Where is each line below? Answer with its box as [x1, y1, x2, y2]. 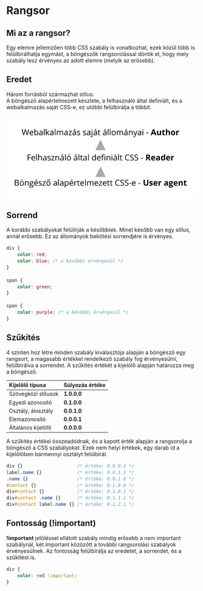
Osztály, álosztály [9, 407, 53, 414]
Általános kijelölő [9, 424, 52, 431]
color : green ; [17, 284, 53, 290]
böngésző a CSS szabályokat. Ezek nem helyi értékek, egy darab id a [6, 444, 180, 451]
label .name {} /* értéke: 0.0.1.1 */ [6, 469, 135, 476]
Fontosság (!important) [6, 518, 96, 528]
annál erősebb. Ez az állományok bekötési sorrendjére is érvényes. [6, 233, 174, 240]
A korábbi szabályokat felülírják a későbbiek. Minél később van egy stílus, [6, 226, 191, 234]
